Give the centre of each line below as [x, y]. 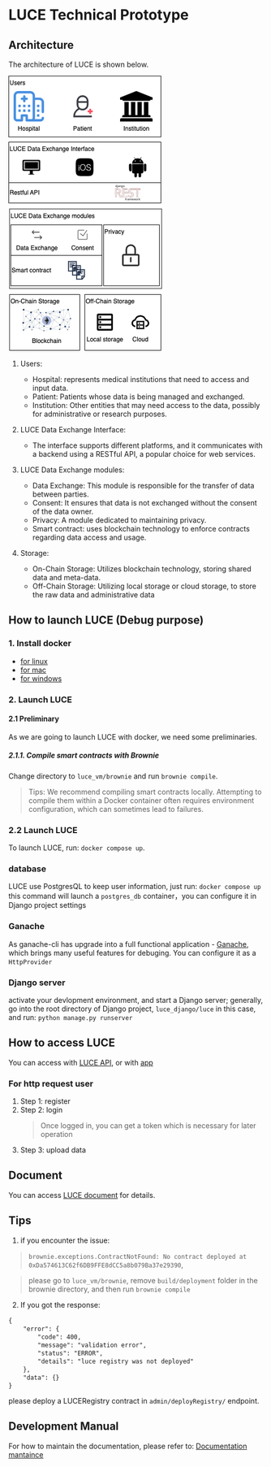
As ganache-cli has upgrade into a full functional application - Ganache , [129, 944]
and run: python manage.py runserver [71, 1017]
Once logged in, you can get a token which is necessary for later [148, 1126]
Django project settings [47, 905]
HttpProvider [30, 962]
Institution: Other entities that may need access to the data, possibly [146, 405]
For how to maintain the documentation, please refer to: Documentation [128, 1446]
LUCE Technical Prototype [99, 15]
